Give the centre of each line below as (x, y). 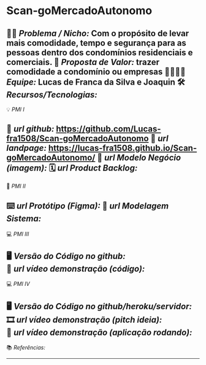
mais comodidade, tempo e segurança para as (97, 43)
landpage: (27, 148)
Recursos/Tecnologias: (52, 95)
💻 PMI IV (18, 284)
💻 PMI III (18, 234)
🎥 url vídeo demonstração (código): (76, 269)
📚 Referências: (26, 348)
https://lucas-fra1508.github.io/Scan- (123, 148)
